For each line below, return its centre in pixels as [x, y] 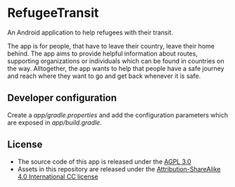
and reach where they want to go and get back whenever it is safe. [104, 76]
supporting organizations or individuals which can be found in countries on [116, 60]
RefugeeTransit [53, 13]
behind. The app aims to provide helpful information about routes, [103, 53]
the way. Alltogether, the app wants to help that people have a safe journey [116, 68]
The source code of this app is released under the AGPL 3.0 [104, 161]
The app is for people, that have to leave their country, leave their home [111, 46]
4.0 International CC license [58, 176]
